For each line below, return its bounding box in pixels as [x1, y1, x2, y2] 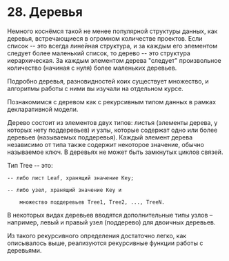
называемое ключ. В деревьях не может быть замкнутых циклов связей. [7, 148, 223, 156]
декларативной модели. [7, 105, 79, 113]
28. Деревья [7, 4, 83, 20]
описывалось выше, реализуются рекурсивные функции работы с [7, 239, 203, 247]
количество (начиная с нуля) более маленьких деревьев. [7, 64, 177, 72]
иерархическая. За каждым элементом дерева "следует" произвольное [7, 56, 222, 64]
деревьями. [7, 246, 42, 254]
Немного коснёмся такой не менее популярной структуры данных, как [7, 27, 218, 35]
